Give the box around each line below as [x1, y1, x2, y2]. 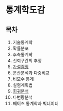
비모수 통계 [12, 76, 34, 82]
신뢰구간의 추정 [12, 58, 42, 64]
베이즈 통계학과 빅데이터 [12, 101, 59, 106]
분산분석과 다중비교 [12, 70, 50, 76]
